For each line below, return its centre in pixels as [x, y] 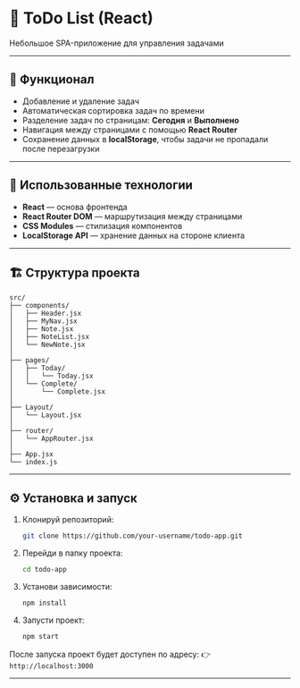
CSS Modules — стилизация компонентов [102, 225]
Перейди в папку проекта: [72, 553]
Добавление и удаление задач [81, 101]
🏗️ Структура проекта [75, 272]
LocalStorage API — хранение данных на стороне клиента [133, 235]
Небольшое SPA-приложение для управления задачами [117, 43]
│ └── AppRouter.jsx [51, 439]
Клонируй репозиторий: [68, 520]
